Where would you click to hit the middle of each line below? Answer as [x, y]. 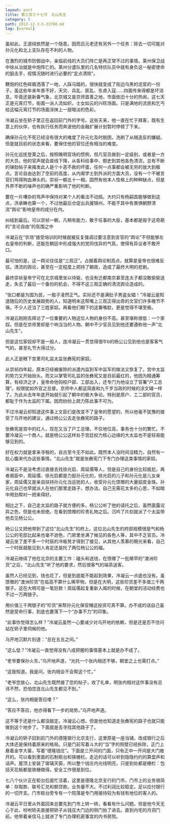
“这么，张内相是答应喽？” [32, 700]
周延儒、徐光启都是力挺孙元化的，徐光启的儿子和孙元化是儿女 [91, 475]
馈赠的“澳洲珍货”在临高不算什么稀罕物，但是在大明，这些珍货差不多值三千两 [85, 582]
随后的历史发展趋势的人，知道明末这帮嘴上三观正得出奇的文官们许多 [80, 301]
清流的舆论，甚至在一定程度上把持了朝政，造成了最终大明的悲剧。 [83, 267]
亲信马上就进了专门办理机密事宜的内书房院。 [74, 816]
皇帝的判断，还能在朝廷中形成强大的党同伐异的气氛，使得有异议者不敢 [82, 244]
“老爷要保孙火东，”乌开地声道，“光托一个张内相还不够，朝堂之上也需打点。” [82, 661]
